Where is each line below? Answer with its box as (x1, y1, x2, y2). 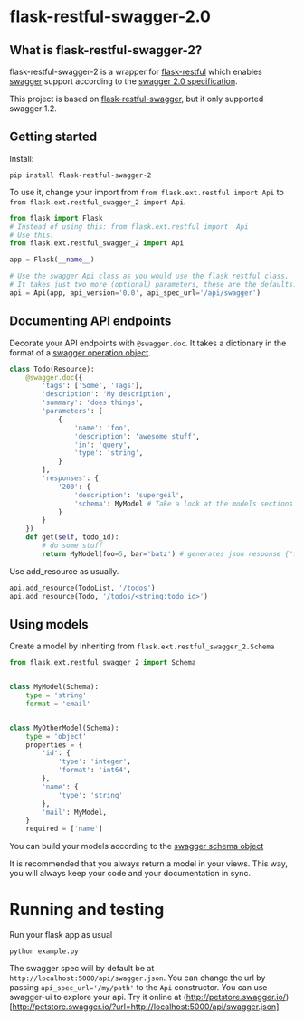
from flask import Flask (9, 213, 103, 222)
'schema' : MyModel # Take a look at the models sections (73, 499, 294, 508)
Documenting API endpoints (9, 314, 172, 329)
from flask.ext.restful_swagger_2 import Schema (9, 658, 196, 667)
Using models (9, 617, 89, 632)
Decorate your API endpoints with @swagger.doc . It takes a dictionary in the (9, 337, 287, 348)
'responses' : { (42, 474, 100, 483)
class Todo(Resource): (9, 364, 95, 373)
